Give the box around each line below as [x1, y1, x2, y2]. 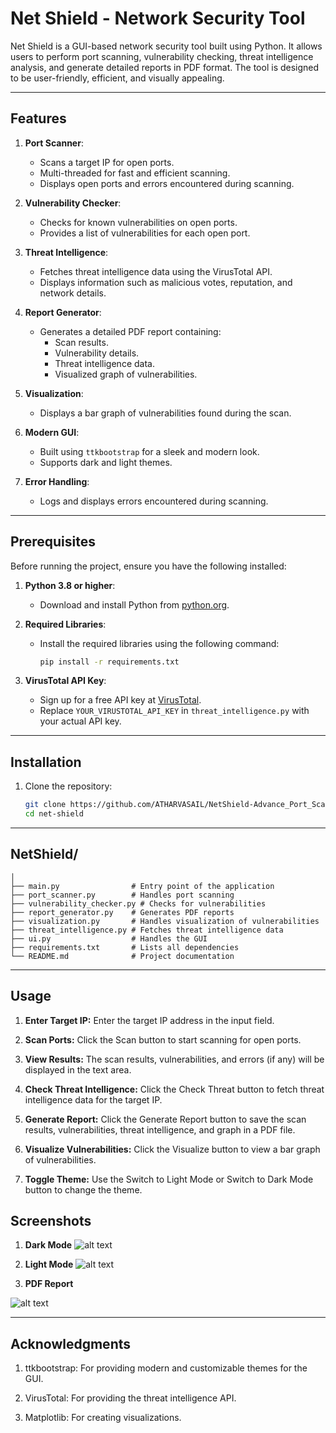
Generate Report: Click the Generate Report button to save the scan [24, 1113, 307, 1125]
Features [10, 110, 67, 127]
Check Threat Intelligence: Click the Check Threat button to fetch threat [24, 1083, 325, 1095]
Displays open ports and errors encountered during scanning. [39, 177, 295, 189]
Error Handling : [24, 475, 90, 487]
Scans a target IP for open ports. [39, 156, 175, 168]
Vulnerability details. [54, 347, 140, 359]
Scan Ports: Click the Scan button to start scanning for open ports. [24, 1033, 302, 1046]
